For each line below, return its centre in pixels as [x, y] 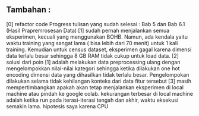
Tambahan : [29, 10]
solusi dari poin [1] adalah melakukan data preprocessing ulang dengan [93, 62]
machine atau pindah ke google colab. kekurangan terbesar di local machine [99, 93]
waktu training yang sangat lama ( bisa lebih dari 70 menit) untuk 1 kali [92, 43]
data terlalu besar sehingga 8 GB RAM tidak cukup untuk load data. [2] [93, 55]
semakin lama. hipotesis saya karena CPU [57, 106]
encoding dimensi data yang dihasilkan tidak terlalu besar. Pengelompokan [98, 74]
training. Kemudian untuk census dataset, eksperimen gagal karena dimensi [99, 49]
